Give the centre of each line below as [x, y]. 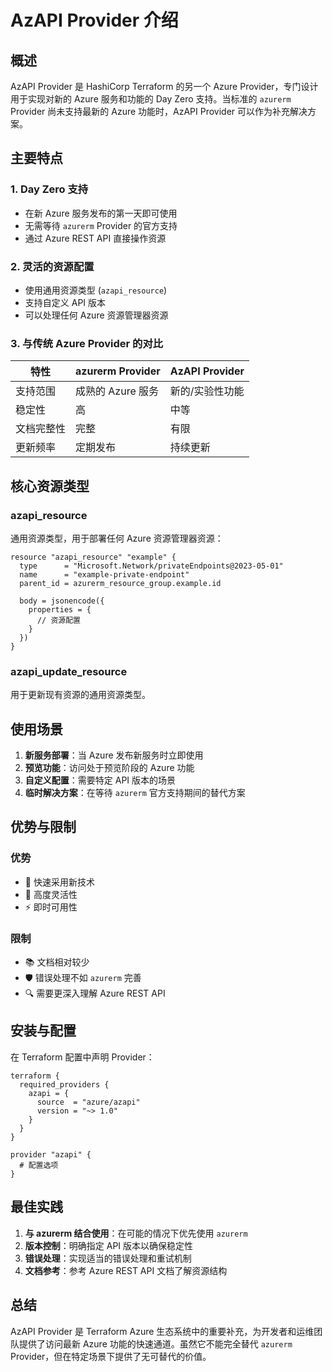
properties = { [60, 609]
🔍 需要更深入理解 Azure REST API [95, 993]
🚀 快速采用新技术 [59, 882]
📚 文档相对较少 [57, 962]
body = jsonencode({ [62, 601]
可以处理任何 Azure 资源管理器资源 [96, 315]
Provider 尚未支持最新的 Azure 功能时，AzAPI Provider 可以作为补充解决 [159, 111]
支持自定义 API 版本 [65, 302]
